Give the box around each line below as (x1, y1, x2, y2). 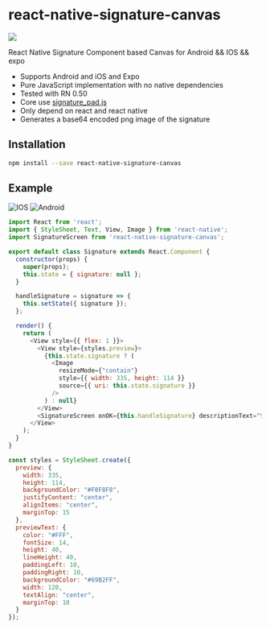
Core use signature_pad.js (19, 97, 107, 106)
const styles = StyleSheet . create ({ (8, 456, 131, 464)
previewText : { (15, 523, 67, 532)
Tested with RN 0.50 (19, 89, 88, 98)
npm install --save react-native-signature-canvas (8, 159, 182, 167)
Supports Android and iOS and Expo (19, 71, 141, 81)
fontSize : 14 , (22, 538, 70, 547)
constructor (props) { (15, 255, 88, 263)
